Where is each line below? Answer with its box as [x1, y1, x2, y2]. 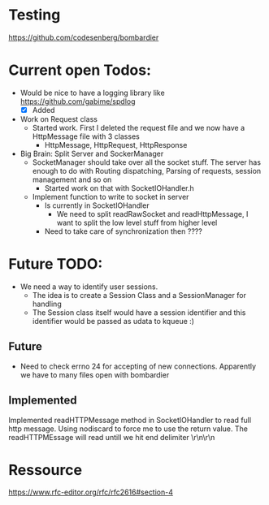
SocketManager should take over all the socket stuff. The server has [32, 157, 262, 167]
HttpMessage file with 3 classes [32, 132, 140, 141]
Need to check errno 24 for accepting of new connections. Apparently [20, 361, 257, 371]
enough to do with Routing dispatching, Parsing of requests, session [32, 166, 262, 175]
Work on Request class [20, 114, 98, 123]
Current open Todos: [8, 61, 152, 80]
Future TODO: [8, 255, 103, 274]
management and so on [32, 175, 112, 184]
